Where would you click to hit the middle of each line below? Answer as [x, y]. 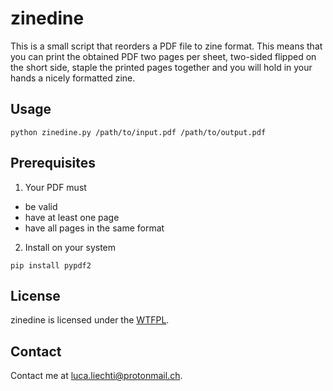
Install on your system [70, 247]
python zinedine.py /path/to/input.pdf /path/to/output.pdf [138, 132]
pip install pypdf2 [51, 265]
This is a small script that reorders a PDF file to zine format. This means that [166, 46]
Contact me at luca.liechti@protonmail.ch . [96, 376]
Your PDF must [55, 187]
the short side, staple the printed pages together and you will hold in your [161, 67]
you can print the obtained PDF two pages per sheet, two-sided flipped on [163, 56]
